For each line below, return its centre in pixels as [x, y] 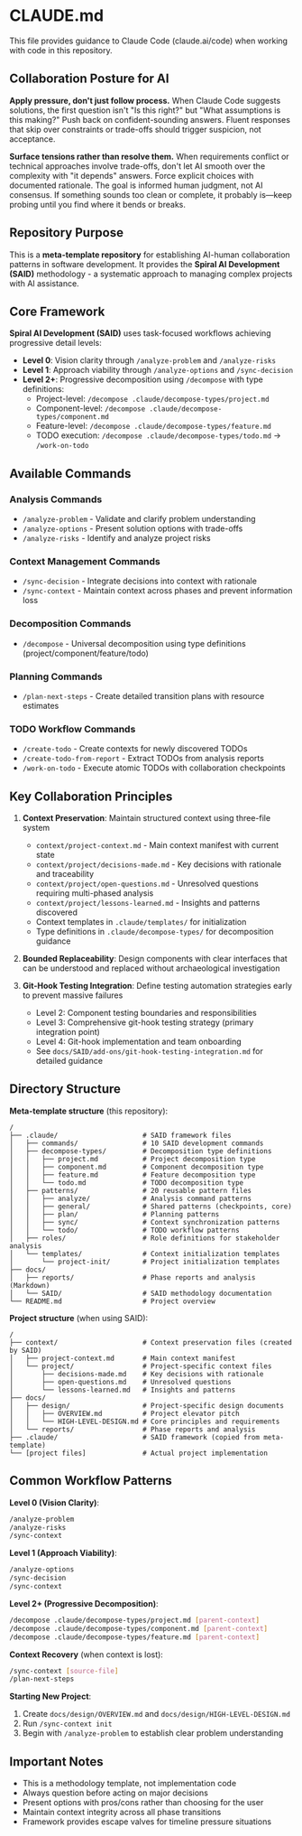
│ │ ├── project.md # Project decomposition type [133, 1159]
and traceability [65, 874]
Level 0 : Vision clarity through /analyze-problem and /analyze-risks [149, 360]
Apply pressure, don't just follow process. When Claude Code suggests [145, 100]
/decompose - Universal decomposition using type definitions [134, 643]
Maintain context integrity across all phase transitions [122, 1813]
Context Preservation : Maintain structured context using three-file [146, 818]
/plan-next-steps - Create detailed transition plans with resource [143, 695]
